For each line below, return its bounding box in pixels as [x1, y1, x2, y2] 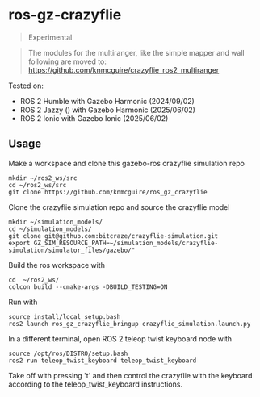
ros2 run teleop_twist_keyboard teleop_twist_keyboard [8, 357, 197, 365]
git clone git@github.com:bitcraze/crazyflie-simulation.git [8, 232, 219, 240]
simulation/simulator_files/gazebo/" [8, 246, 136, 254]
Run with [8, 297, 38, 307]
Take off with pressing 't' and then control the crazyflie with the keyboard [8, 370, 253, 380]
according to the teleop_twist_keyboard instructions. [8, 379, 183, 389]
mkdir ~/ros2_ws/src [8, 173, 78, 182]
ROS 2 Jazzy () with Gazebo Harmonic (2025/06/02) [19, 105, 196, 115]
